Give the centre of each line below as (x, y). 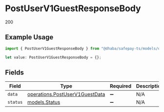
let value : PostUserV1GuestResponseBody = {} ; (53, 57)
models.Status (44, 102)
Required (121, 86)
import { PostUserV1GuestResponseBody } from (52, 48)
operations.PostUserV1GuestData (66, 94)
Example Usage (29, 37)
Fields (15, 72)
